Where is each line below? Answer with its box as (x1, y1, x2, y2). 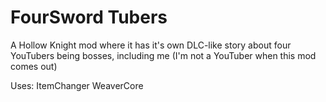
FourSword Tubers (10, 6, 168, 29)
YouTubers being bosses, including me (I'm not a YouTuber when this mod (10, 49, 317, 61)
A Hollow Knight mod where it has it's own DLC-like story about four (10, 39, 292, 51)
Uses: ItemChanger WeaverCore (10, 79, 144, 91)
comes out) (10, 60, 58, 72)
